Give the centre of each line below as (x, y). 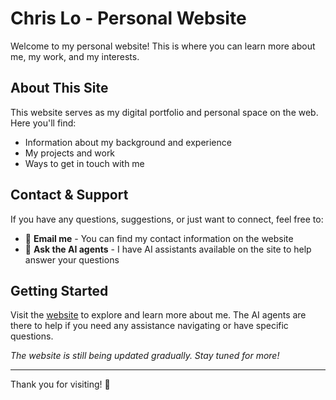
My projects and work (70, 153)
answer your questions (72, 259)
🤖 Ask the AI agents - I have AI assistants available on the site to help (168, 249)
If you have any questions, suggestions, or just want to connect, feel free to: (167, 219)
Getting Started (59, 290)
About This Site (59, 88)
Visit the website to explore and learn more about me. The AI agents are (158, 315)
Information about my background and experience (128, 142)
